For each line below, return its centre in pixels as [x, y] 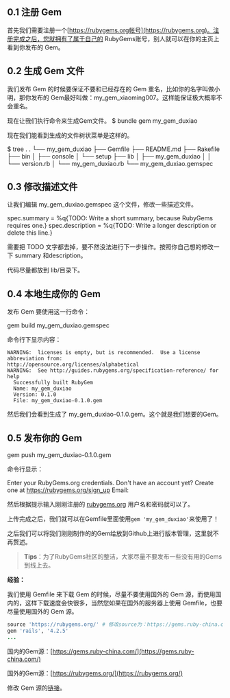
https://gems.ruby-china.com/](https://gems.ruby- [123, 651]
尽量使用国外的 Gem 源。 [42, 612]
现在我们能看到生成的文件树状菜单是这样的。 [70, 135]
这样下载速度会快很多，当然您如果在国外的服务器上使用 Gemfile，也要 [124, 603]
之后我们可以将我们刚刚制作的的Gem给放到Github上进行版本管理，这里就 [110, 533]
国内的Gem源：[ [30, 651]
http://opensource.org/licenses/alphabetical [73, 365]
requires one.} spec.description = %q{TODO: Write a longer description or [112, 226]
